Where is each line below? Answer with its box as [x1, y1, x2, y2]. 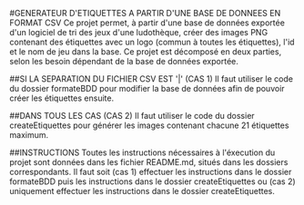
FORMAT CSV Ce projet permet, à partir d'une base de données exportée [9, 17, 285, 28]
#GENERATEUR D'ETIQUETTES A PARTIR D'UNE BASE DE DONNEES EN [9, 8, 281, 18]
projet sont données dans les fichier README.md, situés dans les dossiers [9, 157, 289, 167]
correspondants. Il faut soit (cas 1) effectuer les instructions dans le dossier [9, 167, 292, 177]
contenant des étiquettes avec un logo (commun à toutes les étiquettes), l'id [9, 36, 295, 47]
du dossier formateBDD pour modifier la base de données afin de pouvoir [9, 83, 285, 93]
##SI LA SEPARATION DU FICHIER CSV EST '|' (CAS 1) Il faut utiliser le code [9, 73, 294, 84]
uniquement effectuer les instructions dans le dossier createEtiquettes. [9, 186, 275, 196]
